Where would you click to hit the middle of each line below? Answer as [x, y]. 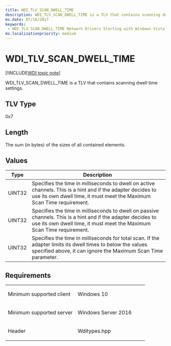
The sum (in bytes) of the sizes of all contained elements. [65, 145]
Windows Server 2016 [105, 312]
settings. [15, 88]
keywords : [16, 24]
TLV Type [21, 104]
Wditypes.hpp [94, 331]
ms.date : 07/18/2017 [27, 19]
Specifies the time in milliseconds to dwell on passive [95, 211]
